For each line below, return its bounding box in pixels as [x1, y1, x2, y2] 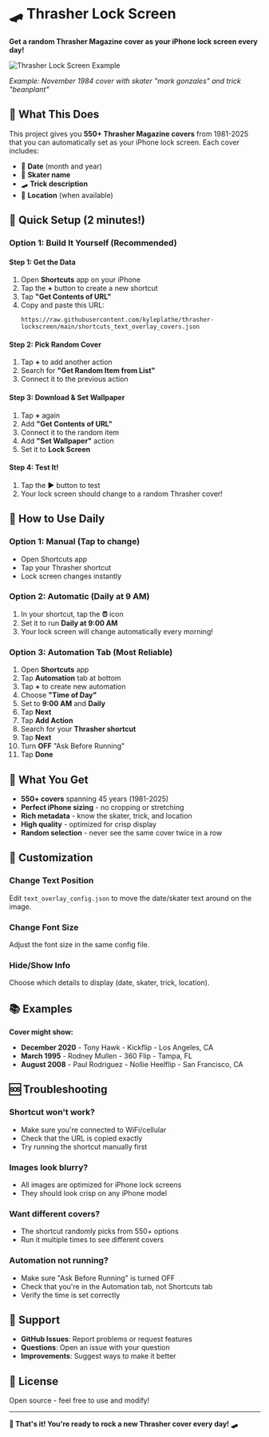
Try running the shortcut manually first [20, 1141, 148, 1151]
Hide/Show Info [9, 959, 71, 971]
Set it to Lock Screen [20, 444, 91, 454]
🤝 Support [9, 1313, 61, 1327]
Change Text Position [9, 875, 94, 886]
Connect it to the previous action [20, 375, 129, 384]
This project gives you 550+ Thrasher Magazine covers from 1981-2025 [9, 129, 249, 138]
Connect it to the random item [20, 427, 120, 437]
